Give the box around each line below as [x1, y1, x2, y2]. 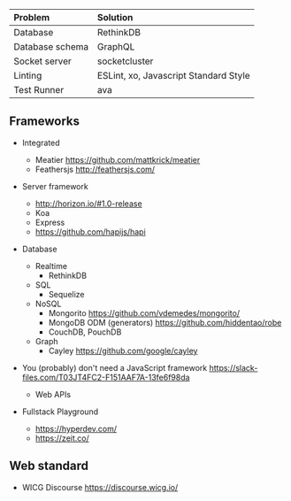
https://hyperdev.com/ [34, 423, 118, 434]
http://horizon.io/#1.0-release [34, 198, 143, 209]
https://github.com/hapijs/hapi [34, 226, 146, 237]
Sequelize [48, 289, 86, 299]
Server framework [21, 181, 88, 191]
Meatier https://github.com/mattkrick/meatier [34, 154, 201, 165]
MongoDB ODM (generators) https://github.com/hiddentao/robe [48, 317, 282, 328]
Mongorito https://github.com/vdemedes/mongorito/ [48, 307, 241, 318]
